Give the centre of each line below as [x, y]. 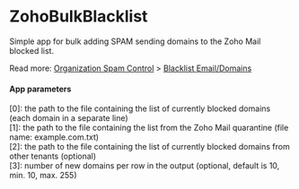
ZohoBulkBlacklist [79, 17]
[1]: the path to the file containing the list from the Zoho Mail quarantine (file [149, 128]
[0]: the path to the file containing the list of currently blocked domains [140, 108]
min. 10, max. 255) [44, 176]
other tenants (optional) [53, 156]
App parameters [40, 89]
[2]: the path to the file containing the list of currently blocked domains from [149, 147]
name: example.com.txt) [54, 137]
